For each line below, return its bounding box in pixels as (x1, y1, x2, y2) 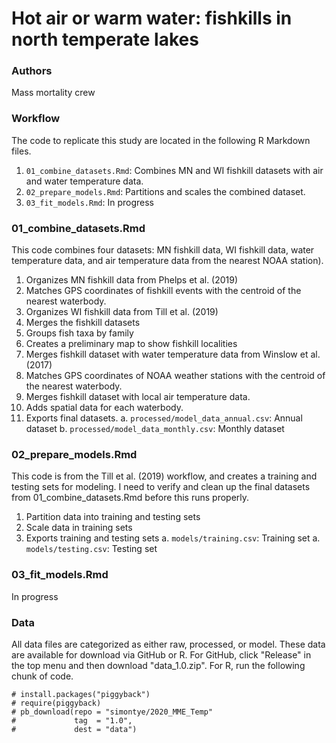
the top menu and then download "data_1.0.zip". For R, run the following (11, 659, 306, 671)
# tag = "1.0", (11, 715, 133, 726)
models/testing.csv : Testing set (25, 543, 158, 555)
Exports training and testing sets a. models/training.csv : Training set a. (25, 532, 321, 544)
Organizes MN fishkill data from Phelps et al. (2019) (25, 274, 239, 286)
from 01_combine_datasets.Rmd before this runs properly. (11, 492, 250, 504)
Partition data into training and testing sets (25, 511, 201, 523)
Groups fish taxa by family (25, 327, 134, 339)
